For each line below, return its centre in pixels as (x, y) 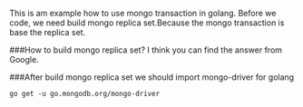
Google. (24, 59)
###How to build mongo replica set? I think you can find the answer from (146, 50)
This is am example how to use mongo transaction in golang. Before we (143, 13)
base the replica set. (48, 32)
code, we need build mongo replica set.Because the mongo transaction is (147, 23)
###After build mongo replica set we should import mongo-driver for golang (152, 77)
